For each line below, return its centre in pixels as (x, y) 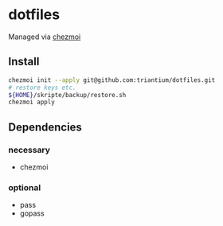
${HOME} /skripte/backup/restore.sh (67, 95)
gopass (32, 213)
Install (24, 62)
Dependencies (45, 127)
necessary (29, 150)
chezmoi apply (32, 102)
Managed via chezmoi (45, 37)
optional (25, 187)
